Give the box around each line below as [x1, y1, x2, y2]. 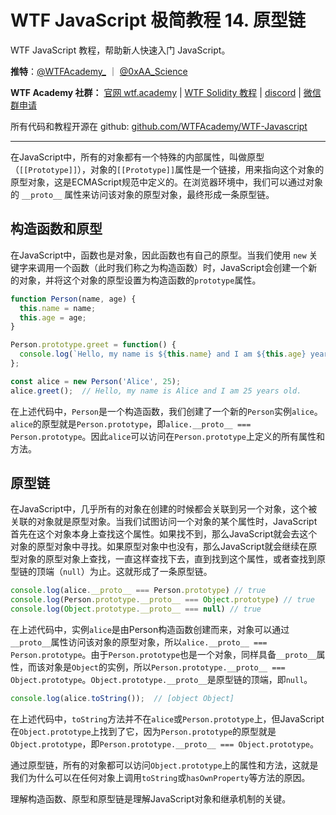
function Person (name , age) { [10, 294, 137, 304]
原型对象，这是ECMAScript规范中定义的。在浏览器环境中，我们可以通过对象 [10, 176, 323, 188]
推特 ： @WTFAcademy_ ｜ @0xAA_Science [10, 65, 188, 77]
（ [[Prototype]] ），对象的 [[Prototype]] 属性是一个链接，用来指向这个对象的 [10, 163, 325, 175]
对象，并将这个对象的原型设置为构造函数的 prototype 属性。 [18, 274, 262, 286]
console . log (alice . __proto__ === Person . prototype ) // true [10, 586, 267, 596]
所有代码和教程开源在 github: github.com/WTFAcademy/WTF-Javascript [10, 120, 308, 132]
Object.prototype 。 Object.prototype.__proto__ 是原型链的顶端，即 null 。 [10, 674, 313, 686]
